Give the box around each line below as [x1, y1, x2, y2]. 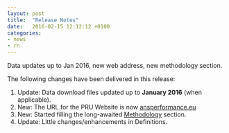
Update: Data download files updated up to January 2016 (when [17, 88, 203, 96]
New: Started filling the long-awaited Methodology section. [17, 110, 187, 118]
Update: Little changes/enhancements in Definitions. [17, 118, 168, 125]
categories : [7, 29, 42, 37]
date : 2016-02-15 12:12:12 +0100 [7, 23, 110, 30]
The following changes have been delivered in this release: [7, 75, 176, 83]
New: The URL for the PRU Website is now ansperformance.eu [17, 103, 196, 111]
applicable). [17, 96, 51, 104]
